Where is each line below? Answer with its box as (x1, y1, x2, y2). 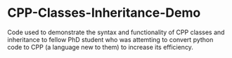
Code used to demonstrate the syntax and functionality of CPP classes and (7, 28, 225, 36)
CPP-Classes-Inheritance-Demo (7, 5, 201, 21)
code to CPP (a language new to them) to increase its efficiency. (7, 43, 193, 51)
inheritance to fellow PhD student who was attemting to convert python (7, 35, 214, 43)
